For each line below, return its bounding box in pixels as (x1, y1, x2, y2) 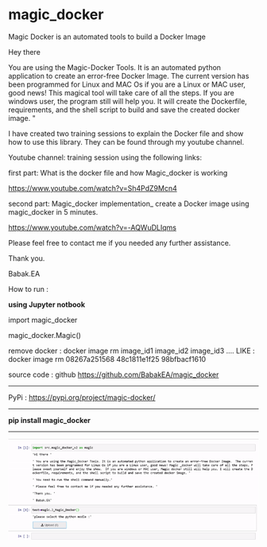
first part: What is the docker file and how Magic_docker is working (8, 168, 228, 177)
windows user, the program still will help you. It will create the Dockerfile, (8, 96, 248, 106)
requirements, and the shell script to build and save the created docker (8, 105, 240, 114)
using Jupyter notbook (8, 300, 86, 309)
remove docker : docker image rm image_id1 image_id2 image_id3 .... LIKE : (8, 346, 256, 355)
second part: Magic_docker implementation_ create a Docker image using (8, 199, 250, 208)
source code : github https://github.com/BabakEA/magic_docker (8, 370, 219, 379)
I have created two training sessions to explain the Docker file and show (8, 129, 244, 138)
